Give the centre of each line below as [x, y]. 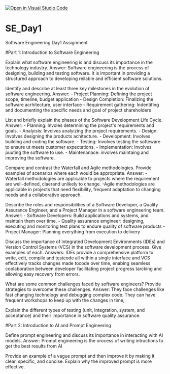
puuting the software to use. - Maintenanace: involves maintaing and [77, 152]
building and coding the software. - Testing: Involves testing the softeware [83, 141]
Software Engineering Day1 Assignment [46, 42]
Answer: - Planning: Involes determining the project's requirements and [80, 125]
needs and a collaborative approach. [44, 195]
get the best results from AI [34, 346]
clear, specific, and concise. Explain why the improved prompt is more [79, 361]
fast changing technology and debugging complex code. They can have [80, 295]
